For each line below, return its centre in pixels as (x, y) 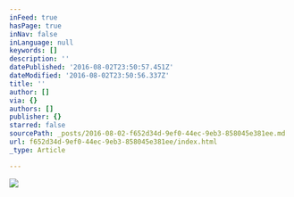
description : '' (39, 59)
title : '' (28, 84)
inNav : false (34, 34)
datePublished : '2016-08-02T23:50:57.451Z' (92, 68)
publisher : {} (36, 117)
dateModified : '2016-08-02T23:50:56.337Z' (89, 76)
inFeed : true (34, 17)
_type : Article (38, 150)
